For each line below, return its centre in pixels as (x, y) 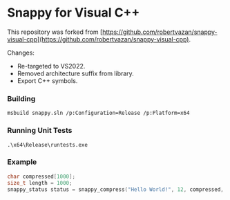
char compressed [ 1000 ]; (41, 176)
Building (21, 98)
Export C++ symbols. (47, 80)
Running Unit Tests (40, 131)
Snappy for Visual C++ (74, 13)
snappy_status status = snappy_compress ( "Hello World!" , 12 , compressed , (116, 189)
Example (22, 162)
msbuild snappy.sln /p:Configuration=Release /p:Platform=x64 (98, 113)
